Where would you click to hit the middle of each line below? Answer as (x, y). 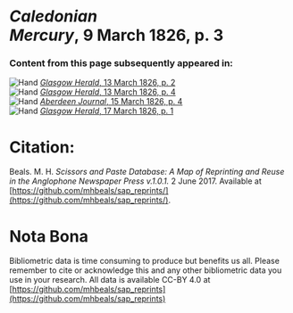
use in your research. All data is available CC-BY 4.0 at (110, 280)
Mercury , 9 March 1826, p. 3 (117, 35)
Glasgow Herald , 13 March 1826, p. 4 (108, 92)
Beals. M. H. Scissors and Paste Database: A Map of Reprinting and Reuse (147, 172)
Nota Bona (49, 236)
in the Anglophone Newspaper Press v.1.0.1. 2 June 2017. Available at (135, 181)
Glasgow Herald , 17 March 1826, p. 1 (107, 111)
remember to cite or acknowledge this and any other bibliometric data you (146, 270)
